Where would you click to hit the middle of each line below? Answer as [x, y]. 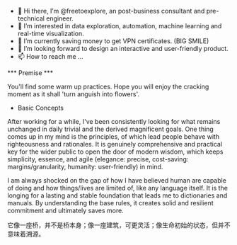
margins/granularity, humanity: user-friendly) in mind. [85, 167]
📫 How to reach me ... [50, 56]
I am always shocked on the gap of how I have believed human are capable [117, 180]
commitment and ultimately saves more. [65, 210]
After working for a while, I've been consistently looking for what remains [114, 121]
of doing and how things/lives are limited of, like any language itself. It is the [118, 188]
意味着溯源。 [26, 234]
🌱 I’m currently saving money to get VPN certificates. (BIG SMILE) [113, 41]
